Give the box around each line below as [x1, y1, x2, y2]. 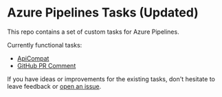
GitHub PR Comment [16, 61, 76, 69]
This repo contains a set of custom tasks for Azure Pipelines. [7, 28, 180, 36]
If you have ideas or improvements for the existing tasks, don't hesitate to [7, 74, 215, 83]
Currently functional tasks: [7, 41, 82, 49]
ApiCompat [16, 54, 49, 63]
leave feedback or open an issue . [7, 82, 102, 90]
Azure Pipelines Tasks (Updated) [7, 5, 199, 21]
